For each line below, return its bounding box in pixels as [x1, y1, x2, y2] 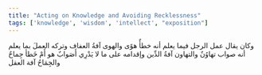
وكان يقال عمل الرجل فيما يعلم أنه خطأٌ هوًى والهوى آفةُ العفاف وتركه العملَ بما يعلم [8, 40, 255, 50]
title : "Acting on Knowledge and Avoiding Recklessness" [8, 11, 201, 20]
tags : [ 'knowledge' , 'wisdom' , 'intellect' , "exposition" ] [8, 19, 209, 27]
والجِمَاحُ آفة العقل [8, 57, 61, 67]
